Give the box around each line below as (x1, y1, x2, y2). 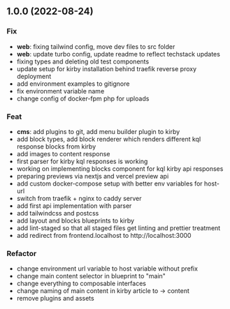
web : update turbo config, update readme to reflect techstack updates (16, 50, 221, 58)
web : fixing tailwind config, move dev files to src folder (16, 42, 175, 51)
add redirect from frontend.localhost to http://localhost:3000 (16, 231, 192, 239)
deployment (16, 72, 52, 80)
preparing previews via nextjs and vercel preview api (16, 172, 169, 180)
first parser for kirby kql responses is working (16, 157, 148, 165)
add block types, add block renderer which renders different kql (16, 135, 201, 143)
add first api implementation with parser (16, 202, 132, 210)
